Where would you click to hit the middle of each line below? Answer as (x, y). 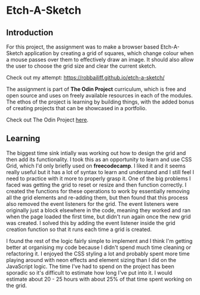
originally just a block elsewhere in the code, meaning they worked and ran (99, 210)
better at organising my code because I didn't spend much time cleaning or (99, 247)
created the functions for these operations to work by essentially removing (98, 191)
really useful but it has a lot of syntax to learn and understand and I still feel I (100, 172)
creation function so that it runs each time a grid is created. (79, 229)
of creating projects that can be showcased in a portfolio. (77, 108)
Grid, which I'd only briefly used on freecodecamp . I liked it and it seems (96, 166)
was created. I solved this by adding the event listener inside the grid (91, 223)
